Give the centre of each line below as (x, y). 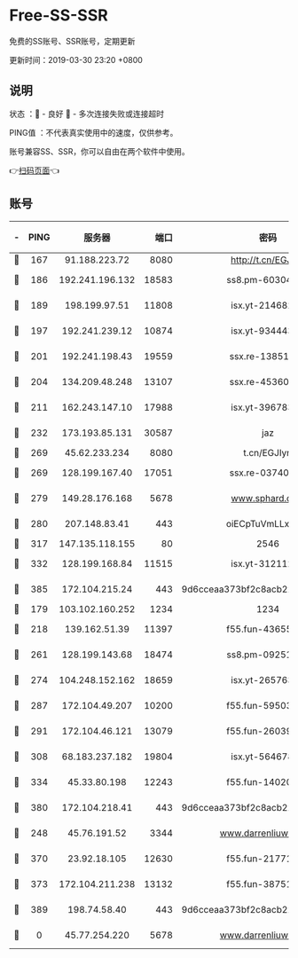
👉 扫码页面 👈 (35, 170)
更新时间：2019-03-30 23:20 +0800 (76, 59)
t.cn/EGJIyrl (268, 452)
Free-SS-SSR (59, 16)
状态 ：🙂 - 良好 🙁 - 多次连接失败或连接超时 (86, 114)
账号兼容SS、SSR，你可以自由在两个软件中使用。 (99, 151)
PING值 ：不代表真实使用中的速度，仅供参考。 (94, 132)
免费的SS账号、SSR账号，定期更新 (72, 41)
